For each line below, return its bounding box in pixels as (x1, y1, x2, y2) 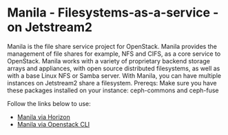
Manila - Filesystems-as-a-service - (7, 5, 219, 21)
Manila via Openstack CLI (17, 120, 90, 128)
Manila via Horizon (17, 112, 71, 121)
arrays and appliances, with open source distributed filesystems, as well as (7, 64, 220, 72)
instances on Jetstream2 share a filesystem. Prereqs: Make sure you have (7, 79, 217, 87)
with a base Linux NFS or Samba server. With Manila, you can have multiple (7, 71, 222, 80)
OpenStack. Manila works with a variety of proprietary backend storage (7, 56, 210, 65)
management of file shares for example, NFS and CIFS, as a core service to (7, 50, 221, 58)
